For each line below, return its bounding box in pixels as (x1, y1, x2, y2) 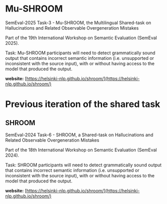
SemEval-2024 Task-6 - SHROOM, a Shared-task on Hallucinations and (5, 132, 153, 138)
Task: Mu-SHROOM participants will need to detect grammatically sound (5, 50, 156, 56)
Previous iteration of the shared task (5, 98, 160, 110)
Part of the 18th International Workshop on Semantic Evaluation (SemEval (5, 147, 157, 153)
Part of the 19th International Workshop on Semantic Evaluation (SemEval (5, 35, 157, 41)
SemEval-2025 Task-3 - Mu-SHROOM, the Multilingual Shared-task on (5, 20, 151, 26)
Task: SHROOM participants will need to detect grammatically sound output (5, 162, 162, 168)
